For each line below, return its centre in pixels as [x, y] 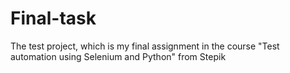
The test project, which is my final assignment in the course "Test [145, 46]
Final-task [53, 18]
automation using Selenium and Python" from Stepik [118, 56]
